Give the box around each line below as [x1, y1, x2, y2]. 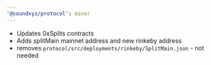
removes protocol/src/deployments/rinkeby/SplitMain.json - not [16, 44, 205, 52]
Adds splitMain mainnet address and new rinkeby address [16, 36, 182, 45]
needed [16, 51, 39, 59]
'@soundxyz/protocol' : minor [6, 10, 91, 17]
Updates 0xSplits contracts [16, 29, 94, 37]
